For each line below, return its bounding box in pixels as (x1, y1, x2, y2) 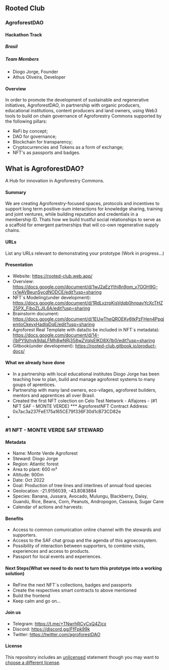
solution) (5, 570, 25, 577)
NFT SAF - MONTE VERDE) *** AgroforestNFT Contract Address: (12, 403, 149, 409)
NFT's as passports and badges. (12, 150, 81, 156)
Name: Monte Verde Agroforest (12, 450, 78, 456)
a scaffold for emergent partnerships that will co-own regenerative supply (5, 222, 159, 228)
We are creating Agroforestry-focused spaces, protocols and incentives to (5, 201, 160, 207)
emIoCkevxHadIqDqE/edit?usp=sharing (12, 321, 95, 327)
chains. (5, 227, 21, 233)
